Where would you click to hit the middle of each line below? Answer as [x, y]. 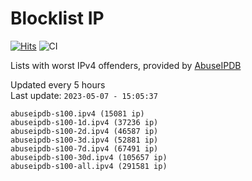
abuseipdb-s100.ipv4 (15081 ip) [77, 113]
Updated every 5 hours [58, 84]
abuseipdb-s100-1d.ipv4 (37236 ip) [84, 122]
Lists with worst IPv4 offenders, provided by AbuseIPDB [126, 65]
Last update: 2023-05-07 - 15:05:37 [84, 95]
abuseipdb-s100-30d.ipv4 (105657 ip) [89, 157]
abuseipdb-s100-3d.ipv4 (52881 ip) [84, 140]
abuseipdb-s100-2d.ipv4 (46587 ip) [84, 131]
